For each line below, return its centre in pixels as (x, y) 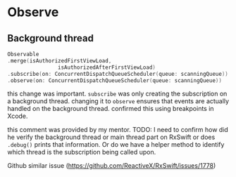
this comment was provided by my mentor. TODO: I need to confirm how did (118, 130)
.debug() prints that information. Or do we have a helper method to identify (116, 145)
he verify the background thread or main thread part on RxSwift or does (111, 137)
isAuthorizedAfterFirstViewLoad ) (107, 67)
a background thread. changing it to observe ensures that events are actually (118, 101)
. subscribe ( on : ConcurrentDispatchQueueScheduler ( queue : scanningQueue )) (118, 74)
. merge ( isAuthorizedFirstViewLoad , (60, 60)
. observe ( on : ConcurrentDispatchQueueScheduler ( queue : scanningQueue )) (114, 80)
